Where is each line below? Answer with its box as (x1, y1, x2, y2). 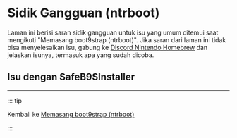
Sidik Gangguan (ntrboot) (7, 5, 160, 21)
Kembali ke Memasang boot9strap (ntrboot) (7, 110, 135, 118)
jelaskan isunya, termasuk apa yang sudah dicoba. (7, 51, 154, 59)
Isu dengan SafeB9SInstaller (7, 71, 135, 83)
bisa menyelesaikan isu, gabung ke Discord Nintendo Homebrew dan (7, 43, 208, 51)
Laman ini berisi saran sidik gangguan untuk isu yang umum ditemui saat (7, 28, 219, 37)
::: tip (7, 96, 23, 105)
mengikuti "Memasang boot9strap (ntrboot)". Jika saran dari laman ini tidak (7, 35, 226, 44)
